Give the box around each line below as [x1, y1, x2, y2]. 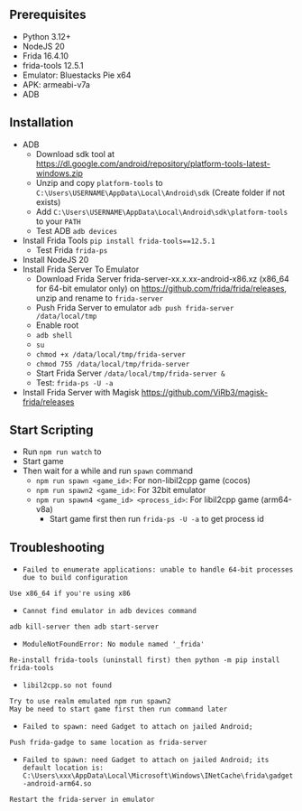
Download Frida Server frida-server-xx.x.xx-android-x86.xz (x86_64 [35, 273, 290, 284]
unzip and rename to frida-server [35, 293, 164, 303]
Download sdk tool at [35, 148, 115, 159]
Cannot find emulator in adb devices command [22, 607, 197, 616]
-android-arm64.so [22, 779, 92, 788]
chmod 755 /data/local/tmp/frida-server [35, 359, 190, 368]
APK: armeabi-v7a [22, 79, 90, 89]
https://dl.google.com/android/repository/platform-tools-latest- [35, 158, 270, 169]
